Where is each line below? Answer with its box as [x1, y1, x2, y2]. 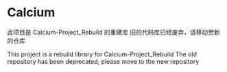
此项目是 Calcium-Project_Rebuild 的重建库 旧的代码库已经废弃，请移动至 [7, 28, 215, 36]
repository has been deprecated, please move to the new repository [7, 57, 200, 65]
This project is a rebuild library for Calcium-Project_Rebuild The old [7, 50, 198, 58]
